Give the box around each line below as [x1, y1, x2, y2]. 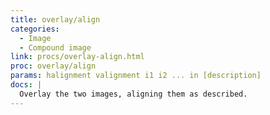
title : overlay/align [10, 14, 101, 25]
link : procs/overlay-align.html [10, 52, 145, 62]
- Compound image [19, 42, 92, 53]
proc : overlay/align [10, 61, 97, 71]
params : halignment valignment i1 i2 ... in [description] [10, 71, 262, 81]
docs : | [10, 80, 43, 90]
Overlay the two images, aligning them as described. [19, 89, 248, 99]
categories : [10, 24, 60, 34]
